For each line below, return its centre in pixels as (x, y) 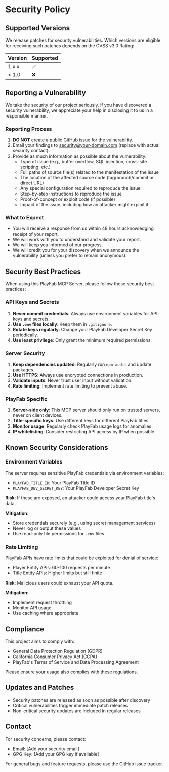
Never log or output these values (47, 528)
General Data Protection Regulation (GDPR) (57, 651)
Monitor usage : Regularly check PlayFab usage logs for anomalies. (82, 426)
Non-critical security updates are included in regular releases (76, 711)
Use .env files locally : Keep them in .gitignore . (62, 324)
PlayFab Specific (26, 399)
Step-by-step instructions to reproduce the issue (71, 194)
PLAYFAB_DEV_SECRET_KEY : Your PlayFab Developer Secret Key (76, 488)
